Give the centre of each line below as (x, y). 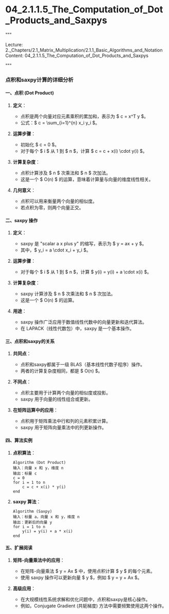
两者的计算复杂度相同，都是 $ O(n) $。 (61, 371)
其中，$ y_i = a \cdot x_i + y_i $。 (55, 250)
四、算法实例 (19, 440)
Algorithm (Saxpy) (32, 511)
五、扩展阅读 (19, 548)
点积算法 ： (24, 453)
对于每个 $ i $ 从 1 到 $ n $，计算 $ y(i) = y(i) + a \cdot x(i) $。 (86, 272)
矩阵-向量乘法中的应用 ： (39, 560)
